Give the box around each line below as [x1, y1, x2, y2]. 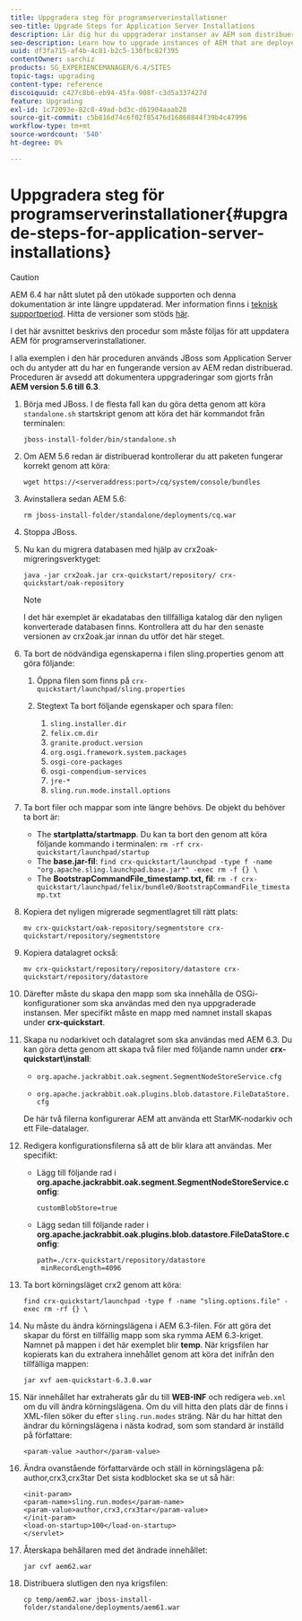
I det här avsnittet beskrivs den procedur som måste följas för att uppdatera [10, 325, 289, 337]
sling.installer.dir [49, 719, 127, 728]
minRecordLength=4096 [40, 1263, 122, 1273]
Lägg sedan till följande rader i [36, 1219, 149, 1230]
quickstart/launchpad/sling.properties [36, 684, 186, 694]
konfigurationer [22, 997, 81, 1008]
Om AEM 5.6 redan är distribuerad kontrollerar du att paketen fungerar [22, 451, 283, 461]
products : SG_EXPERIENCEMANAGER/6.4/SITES [10, 64, 171, 73]
